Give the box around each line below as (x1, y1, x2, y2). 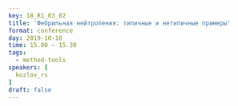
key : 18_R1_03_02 (8, 11, 67, 20)
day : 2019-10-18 (8, 33, 63, 42)
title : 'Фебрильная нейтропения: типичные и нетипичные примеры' (8, 19, 231, 27)
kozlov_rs (15, 71, 48, 79)
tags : (8, 49, 26, 57)
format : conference (8, 26, 74, 34)
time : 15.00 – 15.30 (8, 41, 78, 49)
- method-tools (15, 57, 67, 65)
